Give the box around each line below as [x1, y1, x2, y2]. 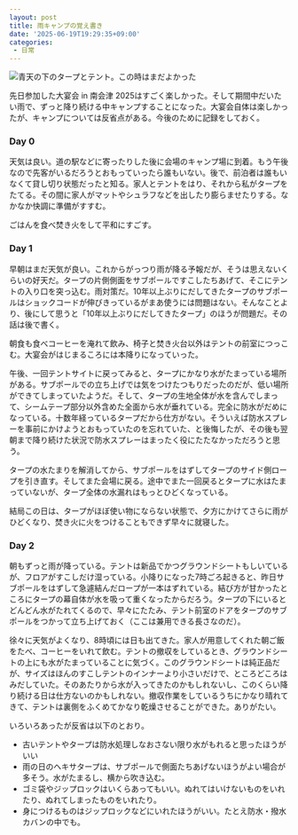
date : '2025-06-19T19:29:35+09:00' [9, 29, 141, 38]
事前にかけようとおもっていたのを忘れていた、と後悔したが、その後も [24, 423, 281, 434]
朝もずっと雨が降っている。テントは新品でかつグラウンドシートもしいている [9, 561, 288, 571]
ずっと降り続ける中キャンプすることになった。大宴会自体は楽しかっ [39, 101, 289, 112]
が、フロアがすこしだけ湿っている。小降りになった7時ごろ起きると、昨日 [9, 571, 278, 582]
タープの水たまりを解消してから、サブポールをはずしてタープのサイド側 [9, 464, 272, 475]
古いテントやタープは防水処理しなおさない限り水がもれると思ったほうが [21, 739, 286, 750]
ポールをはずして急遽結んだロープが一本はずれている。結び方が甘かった [16, 583, 281, 594]
